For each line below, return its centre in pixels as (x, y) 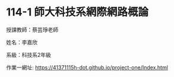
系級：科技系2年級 (29, 54)
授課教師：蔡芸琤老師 (32, 30)
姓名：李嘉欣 (22, 42)
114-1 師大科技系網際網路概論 (77, 12)
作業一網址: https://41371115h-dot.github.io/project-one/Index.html (87, 67)
